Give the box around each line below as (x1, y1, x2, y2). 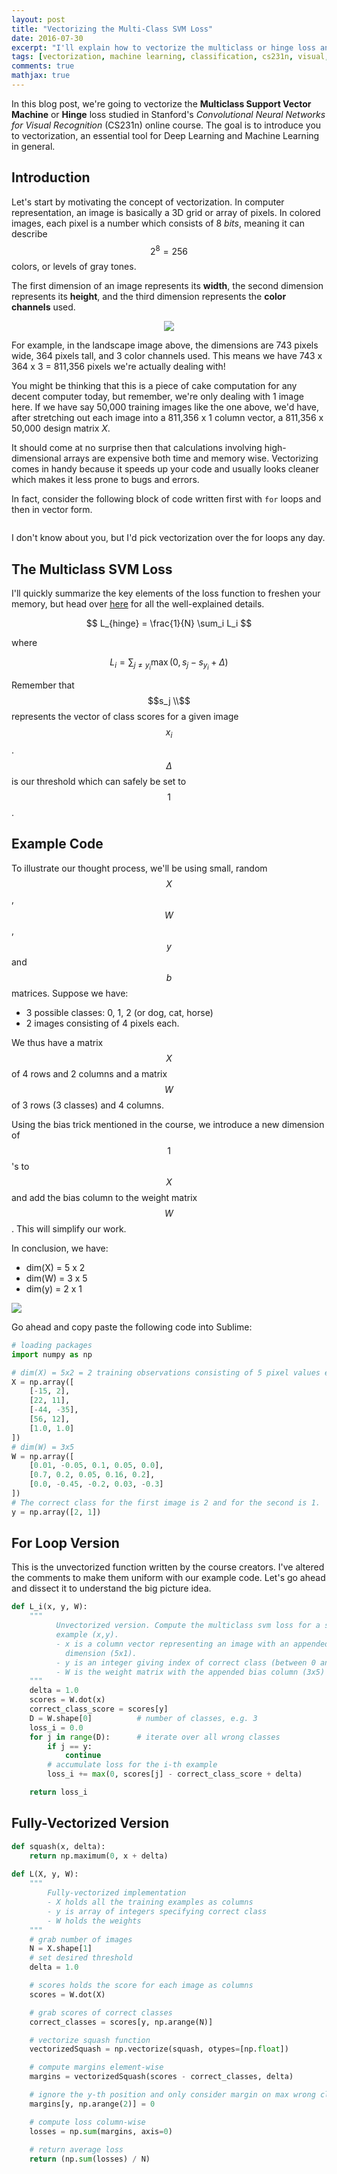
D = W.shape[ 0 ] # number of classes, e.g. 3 (29, 1713, 258, 1723)
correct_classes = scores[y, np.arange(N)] (29, 2017, 214, 2027)
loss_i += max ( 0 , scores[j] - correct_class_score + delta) (47, 1769, 303, 1780)
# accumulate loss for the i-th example (47, 1760, 218, 1770)
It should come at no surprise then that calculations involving (11, 442, 263, 454)
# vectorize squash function (29, 2035, 151, 2045)
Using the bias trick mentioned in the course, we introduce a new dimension (11, 1118, 325, 1130)
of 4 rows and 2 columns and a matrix (11, 1067, 168, 1080)
